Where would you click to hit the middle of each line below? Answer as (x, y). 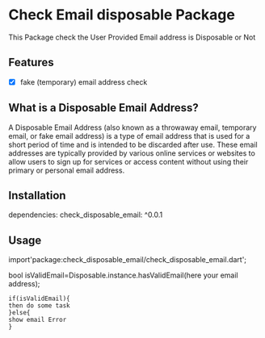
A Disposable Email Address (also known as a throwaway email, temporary (132, 127)
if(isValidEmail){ (39, 299)
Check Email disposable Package (122, 15)
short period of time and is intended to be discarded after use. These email (133, 144)
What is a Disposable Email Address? (104, 108)
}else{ (19, 313)
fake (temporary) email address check (84, 81)
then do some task (39, 306)
